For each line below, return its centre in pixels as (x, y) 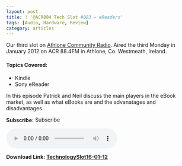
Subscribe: (20, 120)
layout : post (22, 12)
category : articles (30, 28)
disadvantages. (25, 108)
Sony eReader (32, 84)
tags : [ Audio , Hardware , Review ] (47, 23)
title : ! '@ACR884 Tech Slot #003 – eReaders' (65, 17)
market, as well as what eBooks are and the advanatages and (81, 102)
